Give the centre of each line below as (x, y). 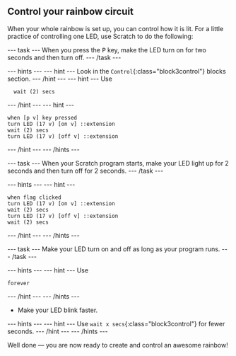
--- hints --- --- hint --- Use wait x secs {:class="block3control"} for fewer (116, 323)
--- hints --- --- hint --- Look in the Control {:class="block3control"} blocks (117, 71)
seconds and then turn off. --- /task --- (64, 57)
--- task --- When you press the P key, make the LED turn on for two (107, 50)
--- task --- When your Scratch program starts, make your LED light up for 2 (118, 163)
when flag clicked (34, 197)
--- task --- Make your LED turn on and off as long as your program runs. (114, 249)
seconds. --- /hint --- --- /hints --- (58, 331)
